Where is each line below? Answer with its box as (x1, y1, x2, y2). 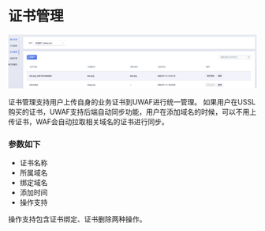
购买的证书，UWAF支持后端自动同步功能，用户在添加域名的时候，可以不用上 (8, 107, 257, 116)
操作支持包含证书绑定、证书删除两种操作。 (8, 214, 147, 224)
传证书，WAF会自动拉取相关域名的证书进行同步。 (8, 116, 169, 127)
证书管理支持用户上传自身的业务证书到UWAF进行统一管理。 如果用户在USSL (8, 97, 256, 107)
